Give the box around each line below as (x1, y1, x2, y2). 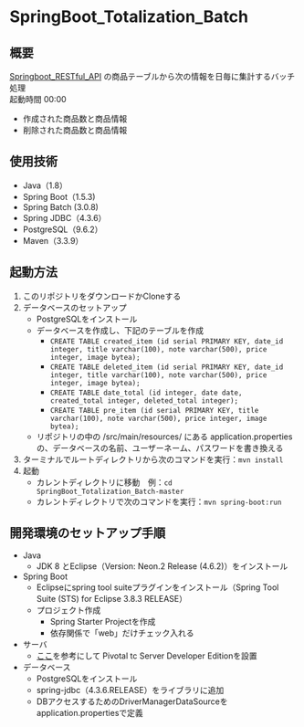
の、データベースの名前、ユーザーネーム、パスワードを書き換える (36, 442, 284, 453)
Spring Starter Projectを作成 (49, 616, 156, 627)
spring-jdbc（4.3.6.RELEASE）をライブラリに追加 (36, 685, 225, 696)
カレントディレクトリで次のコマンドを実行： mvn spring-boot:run (36, 496, 282, 507)
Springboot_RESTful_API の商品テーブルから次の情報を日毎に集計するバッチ (9, 71, 296, 81)
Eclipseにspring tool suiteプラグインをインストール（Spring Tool (36, 582, 279, 593)
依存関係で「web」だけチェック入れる (49, 627, 194, 638)
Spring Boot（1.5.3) (22, 191, 96, 202)
